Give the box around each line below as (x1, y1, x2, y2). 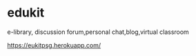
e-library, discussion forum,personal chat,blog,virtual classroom (7, 28, 190, 36)
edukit (7, 5, 45, 21)
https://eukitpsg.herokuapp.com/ (7, 41, 101, 49)
